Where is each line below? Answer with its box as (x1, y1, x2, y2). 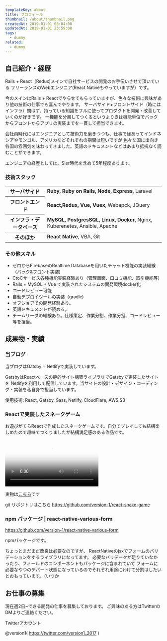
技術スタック (5, 174, 36, 181)
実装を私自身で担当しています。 (13, 386, 79, 392)
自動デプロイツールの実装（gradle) (12, 294, 84, 300)
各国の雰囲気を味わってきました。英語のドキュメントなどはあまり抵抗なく (5, 143, 158, 149)
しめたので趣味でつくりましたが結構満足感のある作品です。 (5, 429, 127, 435)
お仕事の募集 (5, 589, 45, 598)
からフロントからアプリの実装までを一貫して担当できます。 (5, 120, 127, 126)
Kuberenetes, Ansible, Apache (47, 222, 118, 229)
